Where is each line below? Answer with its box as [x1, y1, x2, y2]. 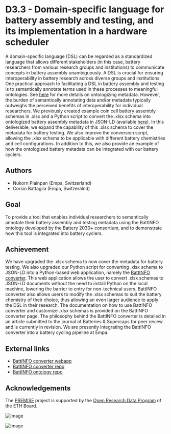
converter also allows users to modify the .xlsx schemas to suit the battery [5, 291, 162, 298]
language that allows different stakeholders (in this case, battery [5, 58, 141, 65]
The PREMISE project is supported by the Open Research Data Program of [5, 398, 162, 403]
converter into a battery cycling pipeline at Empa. [5, 329, 109, 336]
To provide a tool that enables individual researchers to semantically [5, 214, 149, 220]
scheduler [5, 36, 50, 48]
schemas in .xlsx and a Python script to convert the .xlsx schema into [5, 113, 151, 119]
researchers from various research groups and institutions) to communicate [5, 64, 165, 70]
